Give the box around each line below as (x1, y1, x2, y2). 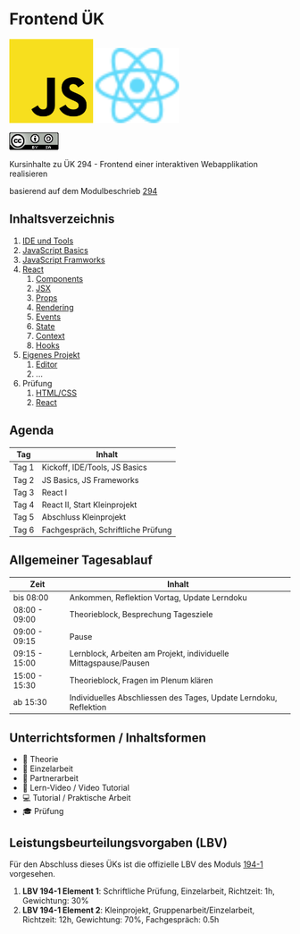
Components (35, 273, 83, 284)
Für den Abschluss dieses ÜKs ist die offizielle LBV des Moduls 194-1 (9, 859, 263, 870)
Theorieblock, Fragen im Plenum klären (69, 675, 213, 686)
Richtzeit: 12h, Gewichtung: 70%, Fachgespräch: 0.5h (21, 914, 220, 925)
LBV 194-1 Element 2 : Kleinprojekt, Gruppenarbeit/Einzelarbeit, (21, 904, 255, 915)
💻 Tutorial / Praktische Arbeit (21, 793, 131, 803)
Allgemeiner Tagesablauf (9, 553, 154, 568)
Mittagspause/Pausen (69, 658, 150, 668)
